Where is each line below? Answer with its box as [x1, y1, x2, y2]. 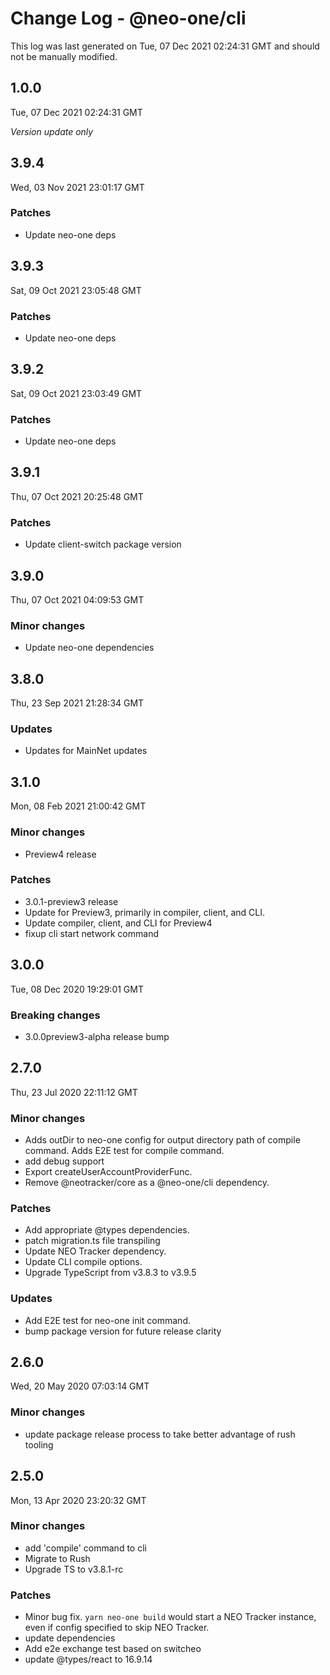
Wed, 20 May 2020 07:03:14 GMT [10, 1380, 150, 1392]
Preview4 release [24, 848, 97, 860]
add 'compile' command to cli [24, 1542, 147, 1554]
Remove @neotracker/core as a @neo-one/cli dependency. [24, 1177, 270, 1189]
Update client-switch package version [24, 538, 182, 551]
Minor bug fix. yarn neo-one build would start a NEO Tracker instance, [24, 1611, 317, 1623]
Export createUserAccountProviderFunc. [24, 1166, 193, 1178]
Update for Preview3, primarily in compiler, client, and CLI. [24, 906, 265, 918]
